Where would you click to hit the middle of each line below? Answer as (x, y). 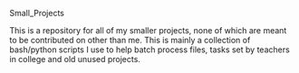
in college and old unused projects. (75, 59)
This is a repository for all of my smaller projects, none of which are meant (148, 30)
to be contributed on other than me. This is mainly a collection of (130, 40)
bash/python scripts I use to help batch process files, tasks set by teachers (149, 50)
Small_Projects (37, 13)
